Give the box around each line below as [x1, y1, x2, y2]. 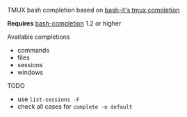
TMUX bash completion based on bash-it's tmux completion [7, 6, 180, 14]
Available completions [7, 33, 70, 41]
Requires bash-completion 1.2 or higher [7, 19, 122, 27]
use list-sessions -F [17, 95, 80, 103]
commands [17, 46, 50, 54]
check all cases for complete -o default [17, 102, 133, 110]
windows [17, 69, 44, 76]
